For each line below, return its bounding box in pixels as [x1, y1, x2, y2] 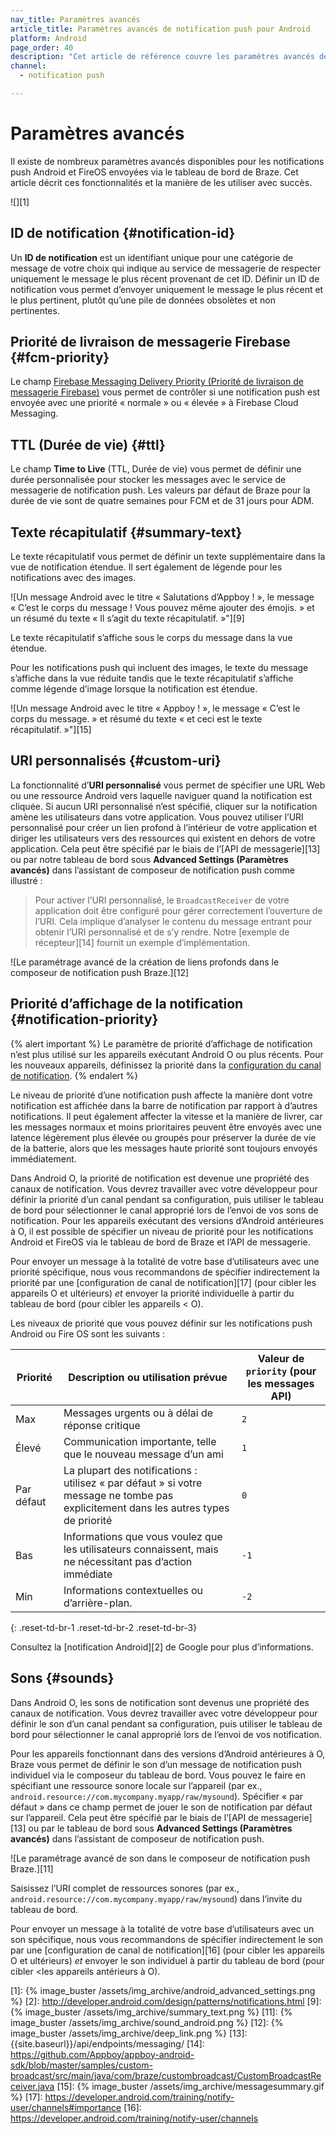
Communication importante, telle [63, 1434, 217, 1448]
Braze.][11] [10, 1862, 54, 1875]
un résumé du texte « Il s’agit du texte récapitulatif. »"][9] [10, 612, 245, 625]
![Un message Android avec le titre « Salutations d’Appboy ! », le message [10, 591, 315, 603]
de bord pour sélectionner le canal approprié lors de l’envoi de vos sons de [10, 1204, 319, 1216]
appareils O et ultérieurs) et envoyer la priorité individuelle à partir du [10, 1287, 295, 1299]
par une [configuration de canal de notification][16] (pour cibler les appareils [10, 1944, 325, 1956]
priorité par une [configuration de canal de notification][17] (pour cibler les [10, 1276, 317, 1288]
